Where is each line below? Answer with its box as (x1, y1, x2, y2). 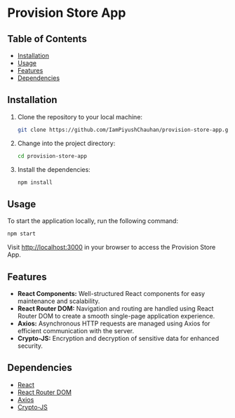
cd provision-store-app (17, 152, 88, 159)
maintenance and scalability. (17, 297, 100, 305)
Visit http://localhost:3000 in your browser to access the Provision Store (7, 243, 216, 252)
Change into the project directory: (17, 139, 116, 147)
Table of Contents (7, 33, 88, 45)
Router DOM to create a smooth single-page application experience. (17, 311, 215, 320)
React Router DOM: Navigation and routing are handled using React (17, 304, 214, 313)
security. (17, 342, 43, 350)
